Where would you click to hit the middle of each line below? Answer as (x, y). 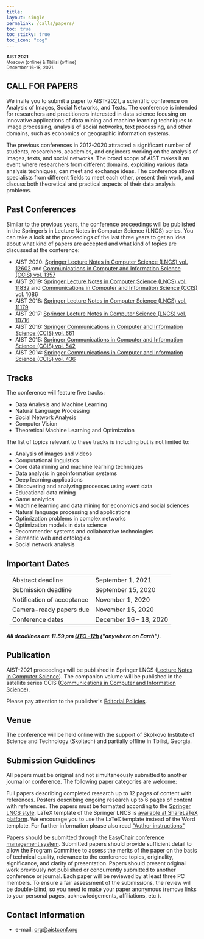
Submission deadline (42, 590)
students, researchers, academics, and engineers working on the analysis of (102, 151)
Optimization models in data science (61, 525)
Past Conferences (41, 210)
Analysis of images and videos (54, 454)
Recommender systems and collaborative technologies (84, 532)
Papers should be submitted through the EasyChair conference (85, 837)
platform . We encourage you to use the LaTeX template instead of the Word (101, 819)
